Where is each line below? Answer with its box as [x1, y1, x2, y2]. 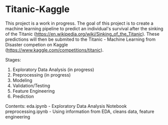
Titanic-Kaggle [5, 4, 70, 15]
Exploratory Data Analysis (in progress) [12, 67, 94, 73]
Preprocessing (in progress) [12, 72, 71, 78]
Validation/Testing [12, 82, 50, 89]
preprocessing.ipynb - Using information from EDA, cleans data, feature [5, 108, 155, 114]
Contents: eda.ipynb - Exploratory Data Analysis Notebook [5, 103, 127, 109]
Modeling [12, 77, 33, 83]
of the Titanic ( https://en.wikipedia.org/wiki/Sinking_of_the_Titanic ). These [5, 31, 160, 37]
